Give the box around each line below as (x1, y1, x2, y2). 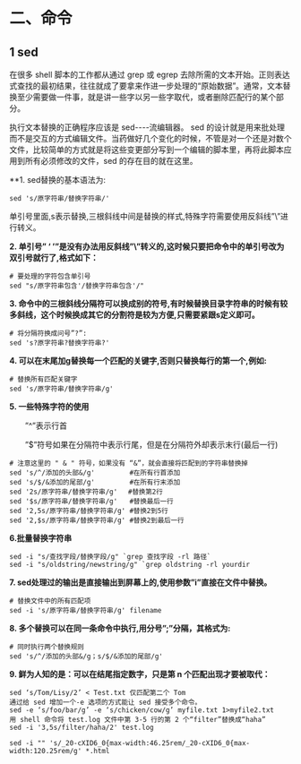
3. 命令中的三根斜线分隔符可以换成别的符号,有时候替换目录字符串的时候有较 (9, 298, 288, 309)
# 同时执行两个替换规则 (9, 642, 85, 651)
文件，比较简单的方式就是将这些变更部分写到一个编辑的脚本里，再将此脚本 (9, 144, 284, 155)
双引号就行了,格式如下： (9, 253, 99, 262)
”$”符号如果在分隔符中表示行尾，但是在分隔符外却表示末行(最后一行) (24, 440, 279, 450)
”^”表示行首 (24, 420, 67, 431)
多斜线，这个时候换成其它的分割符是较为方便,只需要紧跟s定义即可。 (9, 310, 260, 320)
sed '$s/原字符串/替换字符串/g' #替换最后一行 (9, 497, 174, 506)
